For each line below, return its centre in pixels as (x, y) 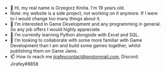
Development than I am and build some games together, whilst (75, 45)
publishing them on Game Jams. (44, 51)
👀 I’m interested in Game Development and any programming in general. (85, 24)
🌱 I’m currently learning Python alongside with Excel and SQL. (75, 35)
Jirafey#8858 (24, 64)
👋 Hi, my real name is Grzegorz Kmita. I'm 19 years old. (68, 8)
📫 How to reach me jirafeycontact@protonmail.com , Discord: (74, 57)
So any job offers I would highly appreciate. (56, 29)
